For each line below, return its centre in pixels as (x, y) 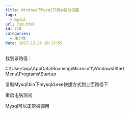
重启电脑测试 (19, 95)
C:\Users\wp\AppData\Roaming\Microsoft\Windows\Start (65, 68)
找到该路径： (19, 58)
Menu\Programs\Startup (31, 74)
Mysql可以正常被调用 (27, 106)
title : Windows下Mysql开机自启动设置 (42, 10)
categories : (18, 34)
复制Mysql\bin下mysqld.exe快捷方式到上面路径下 (57, 84)
